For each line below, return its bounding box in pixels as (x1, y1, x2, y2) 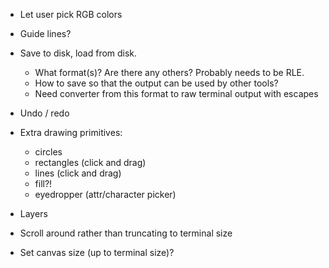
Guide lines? (19, 28, 72, 39)
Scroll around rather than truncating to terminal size (19, 227, 233, 239)
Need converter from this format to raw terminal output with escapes (34, 88, 319, 99)
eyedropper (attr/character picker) (34, 189, 177, 200)
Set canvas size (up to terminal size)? (19, 247, 175, 258)
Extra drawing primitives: (19, 127, 123, 138)
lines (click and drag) (34, 167, 122, 179)
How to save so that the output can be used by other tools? (34, 77, 279, 89)
